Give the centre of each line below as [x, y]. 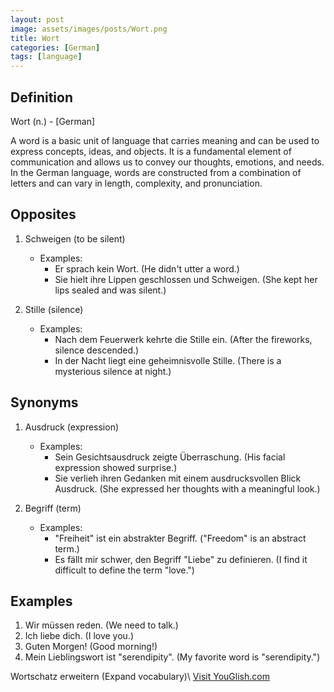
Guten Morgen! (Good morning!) [91, 647]
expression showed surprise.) [116, 467]
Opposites [43, 214]
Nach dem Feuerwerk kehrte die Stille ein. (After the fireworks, [183, 339]
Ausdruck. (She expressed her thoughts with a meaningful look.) [187, 488]
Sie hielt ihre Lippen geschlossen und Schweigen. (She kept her [186, 279]
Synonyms [44, 402]
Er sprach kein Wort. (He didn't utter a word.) [147, 268]
